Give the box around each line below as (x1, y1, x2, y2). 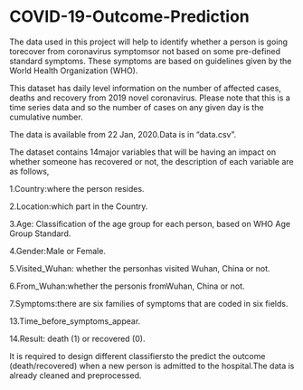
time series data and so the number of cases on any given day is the (9, 101, 264, 112)
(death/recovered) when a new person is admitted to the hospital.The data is (9, 360, 295, 371)
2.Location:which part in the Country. (9, 201, 148, 212)
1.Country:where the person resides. (9, 183, 145, 194)
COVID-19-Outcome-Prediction (9, 6, 251, 27)
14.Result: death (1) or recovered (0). (9, 333, 146, 344)
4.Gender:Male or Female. (9, 245, 107, 256)
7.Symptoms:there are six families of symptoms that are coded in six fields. (9, 298, 289, 309)
